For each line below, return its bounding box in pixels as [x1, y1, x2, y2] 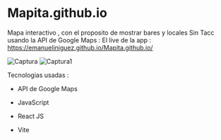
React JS [17, 112, 44, 120]
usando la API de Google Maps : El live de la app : [7, 35, 152, 44]
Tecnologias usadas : [7, 71, 69, 79]
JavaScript [17, 98, 49, 107]
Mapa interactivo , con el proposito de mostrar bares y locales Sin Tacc [7, 28, 215, 37]
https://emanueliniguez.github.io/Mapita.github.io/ [7, 43, 153, 52]
